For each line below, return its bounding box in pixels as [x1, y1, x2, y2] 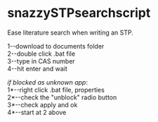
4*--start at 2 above [7, 108, 67, 116]
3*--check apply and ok [7, 100, 78, 109]
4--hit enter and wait [7, 64, 68, 73]
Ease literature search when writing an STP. [7, 28, 133, 37]
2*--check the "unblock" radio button [7, 93, 117, 102]
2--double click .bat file [7, 49, 76, 58]
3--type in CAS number [7, 56, 75, 65]
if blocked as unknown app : [7, 78, 88, 86]
